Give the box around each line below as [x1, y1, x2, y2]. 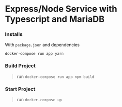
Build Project [5, 62, 36, 69]
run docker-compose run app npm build [16, 74, 94, 79]
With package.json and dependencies [5, 42, 80, 48]
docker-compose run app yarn [5, 51, 64, 56]
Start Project [5, 86, 35, 92]
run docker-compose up [16, 97, 62, 103]
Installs [5, 31, 23, 38]
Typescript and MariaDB [5, 14, 105, 25]
